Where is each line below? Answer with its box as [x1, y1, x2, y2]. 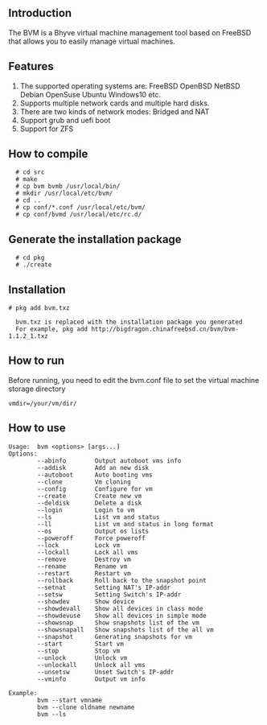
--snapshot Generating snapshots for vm [37, 632, 193, 641]
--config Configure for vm [37, 484, 153, 493]
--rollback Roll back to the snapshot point [37, 576, 207, 584]
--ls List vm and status [37, 513, 160, 521]
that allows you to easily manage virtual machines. [8, 36, 175, 46]
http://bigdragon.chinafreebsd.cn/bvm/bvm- [91, 325, 240, 333]
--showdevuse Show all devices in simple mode [37, 612, 207, 620]
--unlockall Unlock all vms [37, 661, 146, 669]
